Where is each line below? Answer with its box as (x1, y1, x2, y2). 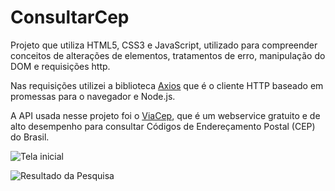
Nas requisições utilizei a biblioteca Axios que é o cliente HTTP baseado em (10, 79, 324, 91)
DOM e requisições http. (10, 60, 111, 72)
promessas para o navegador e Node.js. (10, 90, 176, 102)
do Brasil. (10, 131, 50, 143)
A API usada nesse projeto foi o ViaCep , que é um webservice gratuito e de (10, 109, 321, 121)
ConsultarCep (10, 6, 130, 29)
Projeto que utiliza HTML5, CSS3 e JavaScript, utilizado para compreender (10, 39, 318, 51)
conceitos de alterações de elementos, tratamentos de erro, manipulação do (10, 49, 326, 61)
